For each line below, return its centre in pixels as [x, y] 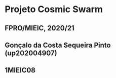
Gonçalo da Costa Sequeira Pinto [58, 45]
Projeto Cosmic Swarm [54, 9]
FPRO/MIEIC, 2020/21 [40, 28]
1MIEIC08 [20, 70]
